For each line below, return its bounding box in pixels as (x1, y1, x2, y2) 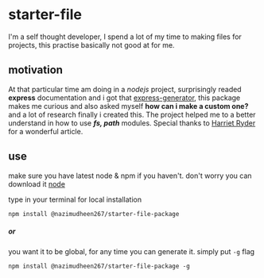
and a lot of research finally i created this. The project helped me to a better (8, 110, 256, 119)
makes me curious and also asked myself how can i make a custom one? (8, 101, 249, 110)
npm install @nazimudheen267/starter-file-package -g (8, 262, 191, 270)
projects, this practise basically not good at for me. (8, 40, 175, 49)
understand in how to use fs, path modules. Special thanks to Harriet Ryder (8, 118, 256, 128)
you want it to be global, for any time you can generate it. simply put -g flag (8, 246, 255, 256)
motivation (8, 64, 64, 77)
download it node (8, 179, 66, 188)
